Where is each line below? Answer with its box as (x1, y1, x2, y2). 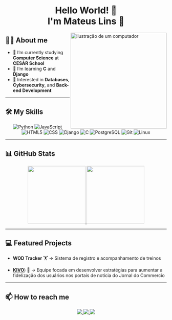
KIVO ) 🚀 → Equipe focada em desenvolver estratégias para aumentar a (12, 267, 163, 273)
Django (12, 71, 29, 77)
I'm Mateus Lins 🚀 (48, 15, 124, 27)
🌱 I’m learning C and (12, 66, 56, 72)
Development (22, 87, 52, 94)
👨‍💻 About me (5, 36, 48, 44)
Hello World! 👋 (55, 5, 117, 16)
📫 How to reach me (5, 292, 70, 301)
